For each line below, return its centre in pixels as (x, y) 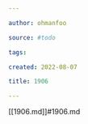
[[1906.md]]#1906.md (44, 112)
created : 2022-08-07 (43, 67)
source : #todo (32, 37)
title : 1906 (28, 82)
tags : (17, 52)
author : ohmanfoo (38, 23)
